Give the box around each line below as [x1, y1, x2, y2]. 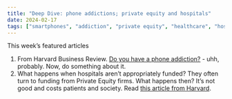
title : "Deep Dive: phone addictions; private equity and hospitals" [7, 10, 212, 17]
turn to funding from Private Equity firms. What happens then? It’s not [17, 77, 215, 85]
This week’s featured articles [7, 42, 89, 50]
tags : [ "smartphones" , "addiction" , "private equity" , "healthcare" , [7, 23, 212, 30]
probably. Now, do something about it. [17, 63, 126, 71]
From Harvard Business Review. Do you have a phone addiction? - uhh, [17, 55, 220, 63]
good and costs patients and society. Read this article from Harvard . [17, 84, 212, 93]
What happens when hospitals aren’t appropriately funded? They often [17, 69, 219, 78]
